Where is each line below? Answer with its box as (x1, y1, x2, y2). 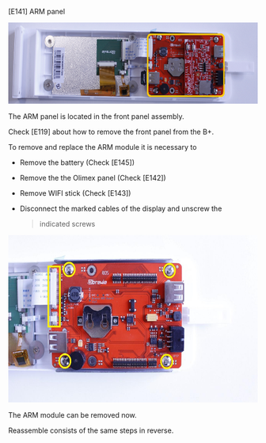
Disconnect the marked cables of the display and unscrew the (19, 204, 222, 213)
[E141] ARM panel (8, 7, 66, 16)
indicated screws (39, 219, 96, 228)
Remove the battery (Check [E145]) (19, 158, 135, 167)
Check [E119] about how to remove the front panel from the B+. (8, 127, 215, 136)
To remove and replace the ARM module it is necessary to (8, 142, 197, 151)
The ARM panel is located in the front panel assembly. (8, 111, 184, 121)
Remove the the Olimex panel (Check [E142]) (19, 173, 166, 182)
